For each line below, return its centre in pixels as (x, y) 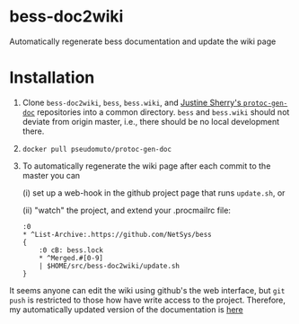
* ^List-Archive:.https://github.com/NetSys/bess (117, 234)
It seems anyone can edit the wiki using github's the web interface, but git (147, 290)
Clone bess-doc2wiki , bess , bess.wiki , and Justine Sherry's (132, 102)
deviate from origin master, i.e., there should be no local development (151, 121)
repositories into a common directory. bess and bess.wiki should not (163, 112)
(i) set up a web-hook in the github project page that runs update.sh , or (154, 193)
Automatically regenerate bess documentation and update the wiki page (143, 41)
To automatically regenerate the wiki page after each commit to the (146, 166)
